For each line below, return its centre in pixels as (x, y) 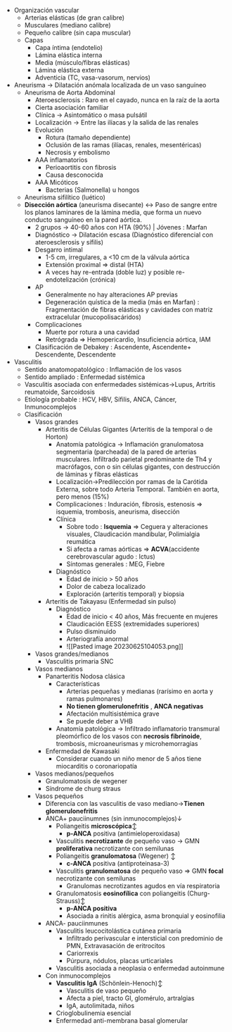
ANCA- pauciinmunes (77, 923)
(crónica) (103, 280)
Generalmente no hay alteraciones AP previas (111, 294)
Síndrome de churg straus (83, 789)
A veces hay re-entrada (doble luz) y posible (110, 272)
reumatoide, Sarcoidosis (59, 392)
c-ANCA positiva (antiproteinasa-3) (118, 863)
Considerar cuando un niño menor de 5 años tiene (129, 759)
